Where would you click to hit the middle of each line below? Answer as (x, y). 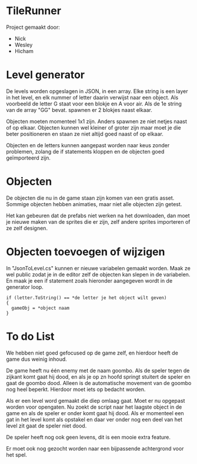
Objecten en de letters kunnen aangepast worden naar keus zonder (88, 145)
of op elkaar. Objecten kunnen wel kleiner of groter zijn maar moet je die (94, 127)
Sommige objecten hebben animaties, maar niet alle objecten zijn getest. (94, 204)
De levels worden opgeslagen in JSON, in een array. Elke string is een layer (97, 91)
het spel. (17, 455)
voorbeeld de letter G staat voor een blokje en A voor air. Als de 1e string (94, 104)
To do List (30, 336)
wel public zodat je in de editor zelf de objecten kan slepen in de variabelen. (98, 274)
